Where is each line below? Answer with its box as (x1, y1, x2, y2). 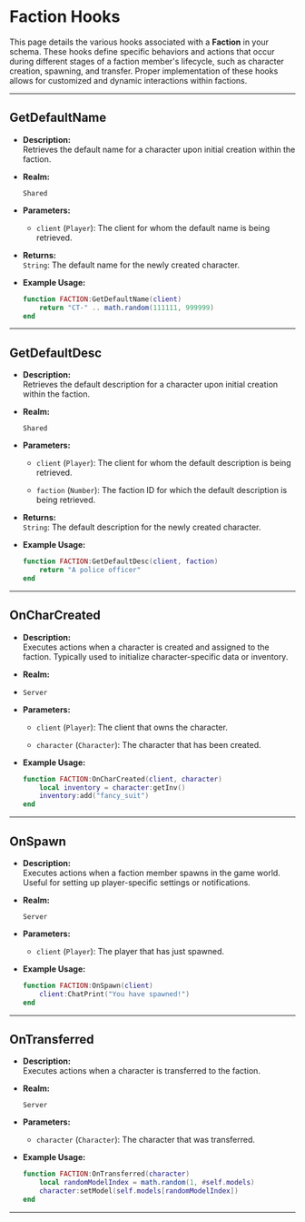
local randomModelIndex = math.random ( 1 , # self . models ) (39, 1178, 256, 1187)
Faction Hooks (9, 6, 121, 27)
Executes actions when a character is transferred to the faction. (22, 1065, 261, 1076)
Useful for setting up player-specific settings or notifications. (22, 876, 251, 888)
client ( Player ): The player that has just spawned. (35, 945, 225, 956)
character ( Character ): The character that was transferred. (35, 1135, 256, 1146)
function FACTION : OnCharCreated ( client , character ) (22, 774, 222, 783)
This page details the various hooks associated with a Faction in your (9, 36, 270, 47)
